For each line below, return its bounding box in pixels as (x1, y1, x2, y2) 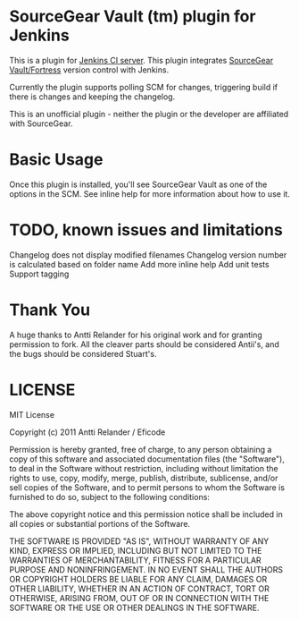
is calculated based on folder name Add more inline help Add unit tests (9, 259, 270, 269)
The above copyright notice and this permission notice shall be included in (9, 508, 283, 520)
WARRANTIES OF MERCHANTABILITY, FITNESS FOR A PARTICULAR (9, 555, 262, 565)
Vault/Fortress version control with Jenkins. (9, 64, 170, 75)
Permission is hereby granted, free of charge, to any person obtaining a (9, 444, 272, 454)
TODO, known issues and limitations (9, 220, 283, 241)
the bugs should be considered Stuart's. (9, 348, 157, 359)
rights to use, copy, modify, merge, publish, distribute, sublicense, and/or (9, 472, 278, 483)
